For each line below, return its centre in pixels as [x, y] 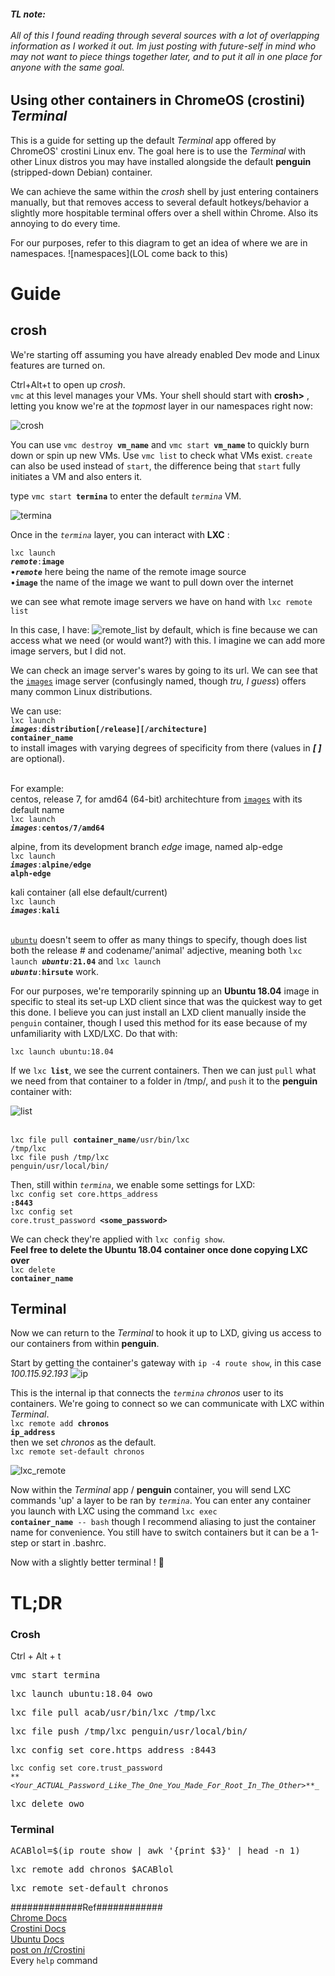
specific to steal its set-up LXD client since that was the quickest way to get [166, 1001]
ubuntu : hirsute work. [54, 971]
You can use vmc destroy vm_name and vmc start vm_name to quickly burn [160, 444]
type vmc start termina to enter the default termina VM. [126, 496]
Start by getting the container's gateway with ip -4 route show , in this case [166, 1363]
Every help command [54, 1961]
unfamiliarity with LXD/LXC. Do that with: [94, 1033]
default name [37, 809]
